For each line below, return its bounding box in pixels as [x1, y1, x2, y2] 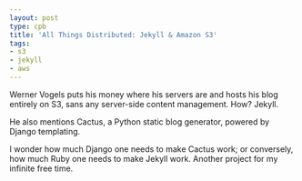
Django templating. [9, 126, 81, 136]
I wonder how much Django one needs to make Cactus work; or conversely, [9, 143, 294, 155]
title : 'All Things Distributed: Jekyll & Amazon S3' [9, 30, 218, 39]
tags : [9, 38, 30, 48]
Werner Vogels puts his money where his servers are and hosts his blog [9, 88, 279, 100]
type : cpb [9, 22, 47, 31]
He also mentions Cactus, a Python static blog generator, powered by [9, 116, 270, 127]
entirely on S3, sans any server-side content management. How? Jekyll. [9, 98, 279, 109]
